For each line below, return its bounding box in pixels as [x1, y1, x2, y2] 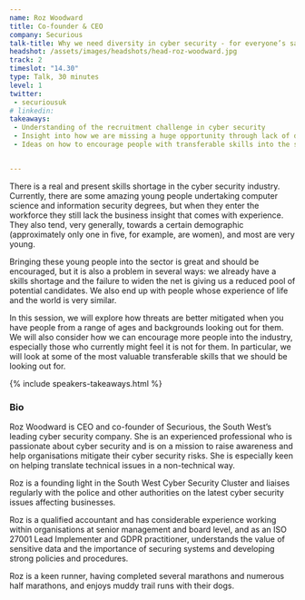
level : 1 [9, 81, 43, 90]
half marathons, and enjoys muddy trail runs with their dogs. [9, 580, 234, 591]
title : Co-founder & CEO [9, 22, 103, 31]
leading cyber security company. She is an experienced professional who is [9, 431, 292, 442]
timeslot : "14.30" [9, 64, 79, 74]
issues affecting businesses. [9, 497, 116, 508]
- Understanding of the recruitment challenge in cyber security [13, 123, 266, 133]
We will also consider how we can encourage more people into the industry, [9, 331, 293, 342]
